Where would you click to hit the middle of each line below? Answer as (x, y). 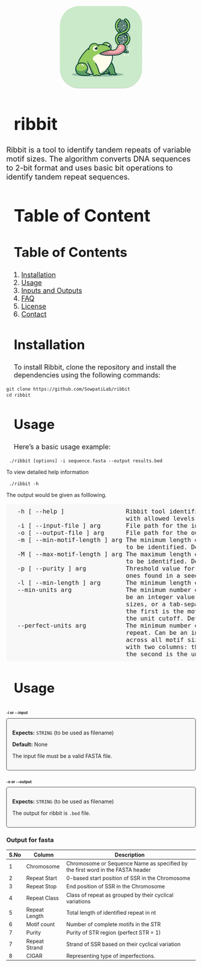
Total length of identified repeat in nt (111, 913)
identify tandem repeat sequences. (68, 177)
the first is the (155, 612)
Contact (34, 314)
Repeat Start (41, 878)
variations (78, 901)
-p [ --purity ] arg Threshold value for (106, 569)
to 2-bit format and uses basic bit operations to (90, 168)
